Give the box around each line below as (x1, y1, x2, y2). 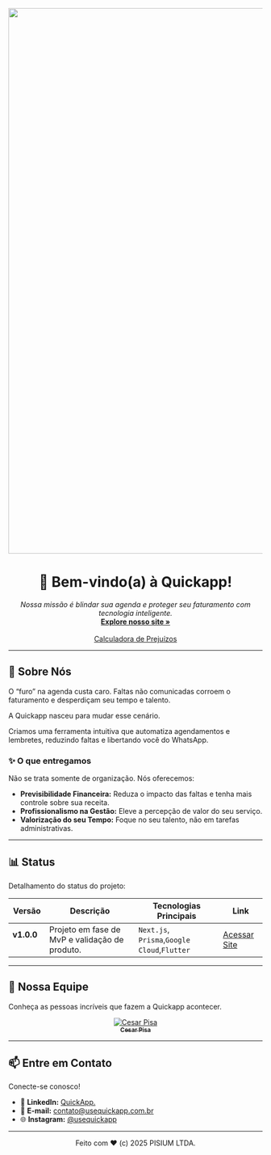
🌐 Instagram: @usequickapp (19, 1115, 117, 1124)
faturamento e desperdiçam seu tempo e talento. (8, 695, 171, 705)
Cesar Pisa (119, 1026, 152, 1034)
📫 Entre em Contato (8, 1056, 113, 1070)
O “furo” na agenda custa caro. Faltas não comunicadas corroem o (8, 686, 231, 696)
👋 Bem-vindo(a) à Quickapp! (39, 573, 232, 592)
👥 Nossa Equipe (8, 980, 89, 994)
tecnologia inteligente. (98, 608, 173, 618)
